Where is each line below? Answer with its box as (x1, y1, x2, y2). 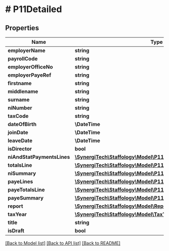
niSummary (8, 170, 36, 177)
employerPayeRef (8, 72, 51, 79)
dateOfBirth (8, 121, 37, 128)
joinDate (8, 129, 29, 136)
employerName (8, 47, 46, 54)
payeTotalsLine (8, 186, 45, 193)
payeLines (8, 178, 33, 185)
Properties (5, 24, 39, 32)
